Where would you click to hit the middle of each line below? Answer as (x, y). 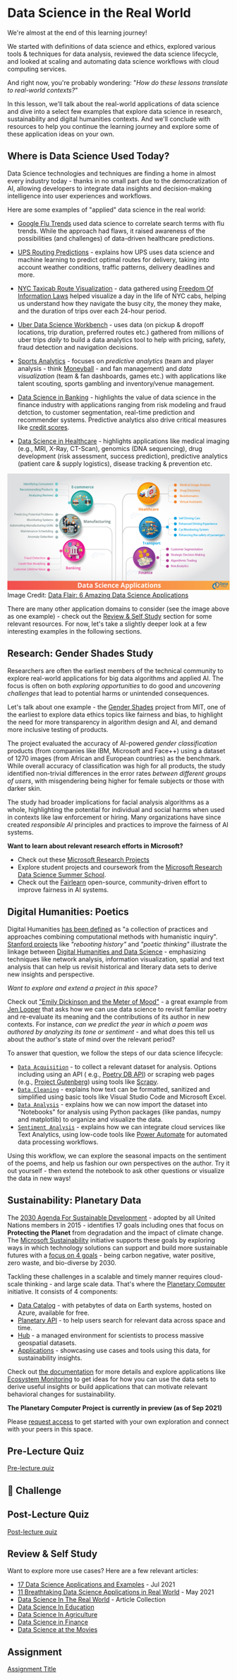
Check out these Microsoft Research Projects (83, 859)
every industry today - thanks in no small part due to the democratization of (117, 181)
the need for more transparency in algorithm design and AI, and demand (112, 722)
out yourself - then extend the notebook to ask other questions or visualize (116, 1170)
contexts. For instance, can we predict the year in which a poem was (108, 1024)
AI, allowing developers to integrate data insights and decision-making (110, 188)
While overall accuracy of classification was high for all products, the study (116, 765)
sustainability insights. (50, 1358)
